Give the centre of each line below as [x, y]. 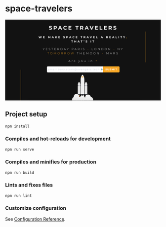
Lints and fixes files [29, 185]
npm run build [20, 173]
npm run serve [20, 149]
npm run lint [19, 196]
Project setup [26, 114]
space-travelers [39, 9]
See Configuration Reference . [35, 219]
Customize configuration [36, 208]
